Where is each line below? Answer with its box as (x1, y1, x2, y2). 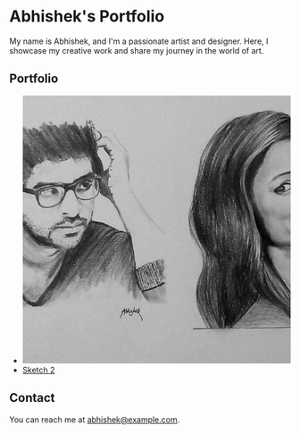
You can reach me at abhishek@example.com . (9, 413, 180, 425)
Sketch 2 (21, 364, 55, 375)
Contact (9, 390, 55, 405)
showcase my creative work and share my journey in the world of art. (9, 45, 264, 55)
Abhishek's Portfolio (9, 6, 165, 27)
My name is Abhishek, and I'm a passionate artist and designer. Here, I (9, 36, 269, 46)
